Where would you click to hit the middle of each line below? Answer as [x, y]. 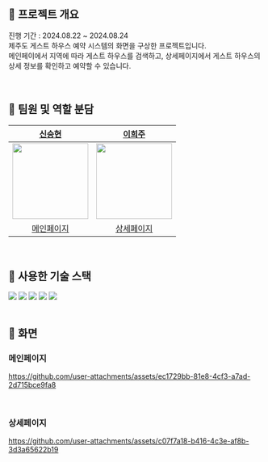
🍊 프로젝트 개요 [44, 15]
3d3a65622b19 [33, 450]
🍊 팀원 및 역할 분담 [51, 109]
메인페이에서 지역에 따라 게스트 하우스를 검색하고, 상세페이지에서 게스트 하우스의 [134, 56]
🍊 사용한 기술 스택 [50, 277]
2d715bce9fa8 [32, 385]
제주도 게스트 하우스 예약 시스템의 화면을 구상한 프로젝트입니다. [108, 45]
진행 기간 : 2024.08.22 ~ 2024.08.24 [69, 36]
